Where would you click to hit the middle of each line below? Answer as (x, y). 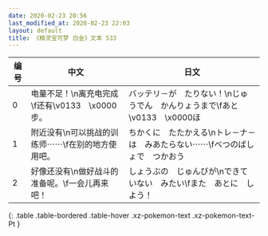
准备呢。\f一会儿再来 (70, 183)
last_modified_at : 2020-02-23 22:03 (69, 23)
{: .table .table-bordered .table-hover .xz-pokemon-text (100, 215)
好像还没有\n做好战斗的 (75, 171)
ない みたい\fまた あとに (187, 183)
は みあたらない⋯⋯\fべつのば (187, 144)
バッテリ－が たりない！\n (181, 94)
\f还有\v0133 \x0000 (74, 106)
